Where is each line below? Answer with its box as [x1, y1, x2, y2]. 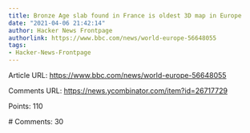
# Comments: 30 [8, 117, 64, 126]
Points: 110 [8, 101, 43, 111]
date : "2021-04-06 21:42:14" [8, 19, 106, 27]
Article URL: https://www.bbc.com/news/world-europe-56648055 [8, 71, 227, 80]
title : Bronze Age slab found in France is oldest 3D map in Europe [8, 11, 242, 20]
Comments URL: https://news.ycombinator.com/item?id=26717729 [8, 86, 228, 96]
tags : [8, 41, 26, 49]
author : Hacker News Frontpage [8, 26, 113, 34]
